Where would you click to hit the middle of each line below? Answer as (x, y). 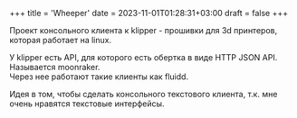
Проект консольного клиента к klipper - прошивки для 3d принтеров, (144, 30)
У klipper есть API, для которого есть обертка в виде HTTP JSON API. (144, 57)
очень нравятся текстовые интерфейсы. (87, 104)
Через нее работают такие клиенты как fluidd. (99, 77)
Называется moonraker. (55, 67)
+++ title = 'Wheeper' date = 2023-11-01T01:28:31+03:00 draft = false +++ (148, 13)
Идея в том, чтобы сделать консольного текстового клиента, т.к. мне (144, 94)
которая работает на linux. (60, 40)
